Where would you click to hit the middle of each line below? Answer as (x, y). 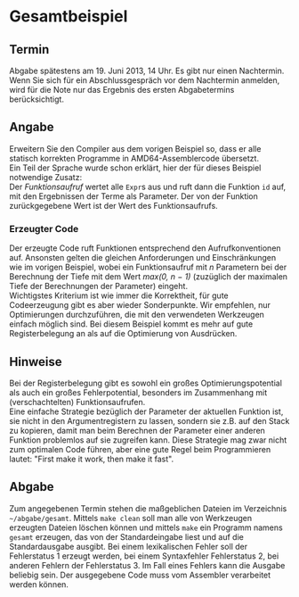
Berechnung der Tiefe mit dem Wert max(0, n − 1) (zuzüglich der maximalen (148, 277)
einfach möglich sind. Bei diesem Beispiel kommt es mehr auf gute (131, 324)
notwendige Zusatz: (46, 177)
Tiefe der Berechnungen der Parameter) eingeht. (99, 286)
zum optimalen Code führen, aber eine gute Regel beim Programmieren (140, 449)
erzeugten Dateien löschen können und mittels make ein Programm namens (146, 527)
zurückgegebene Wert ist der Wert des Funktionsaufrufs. (113, 205)
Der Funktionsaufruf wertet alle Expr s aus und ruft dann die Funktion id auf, (148, 187)
